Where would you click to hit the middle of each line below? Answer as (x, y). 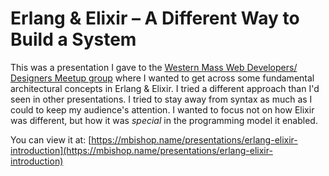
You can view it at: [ (51, 139)
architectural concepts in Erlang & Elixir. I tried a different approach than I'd (165, 88)
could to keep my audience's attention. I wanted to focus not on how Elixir (162, 109)
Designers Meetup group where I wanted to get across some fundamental (162, 78)
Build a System (73, 39)
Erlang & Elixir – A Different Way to (155, 18)
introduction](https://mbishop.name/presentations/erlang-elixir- (141, 150)
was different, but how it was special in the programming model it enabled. (164, 120)
